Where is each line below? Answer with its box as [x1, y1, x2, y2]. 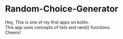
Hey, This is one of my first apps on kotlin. [5, 19, 89, 25]
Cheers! [5, 29, 21, 35]
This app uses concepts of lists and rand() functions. [5, 24, 111, 30]
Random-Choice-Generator [5, 3, 119, 14]
